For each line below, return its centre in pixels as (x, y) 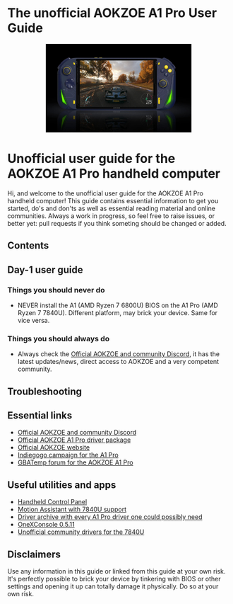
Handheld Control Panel (52, 502)
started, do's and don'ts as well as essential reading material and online (111, 208)
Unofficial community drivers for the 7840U (81, 532)
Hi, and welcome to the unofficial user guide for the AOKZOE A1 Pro (105, 193)
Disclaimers (34, 554)
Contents (28, 246)
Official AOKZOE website (54, 448)
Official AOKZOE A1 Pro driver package (74, 440)
